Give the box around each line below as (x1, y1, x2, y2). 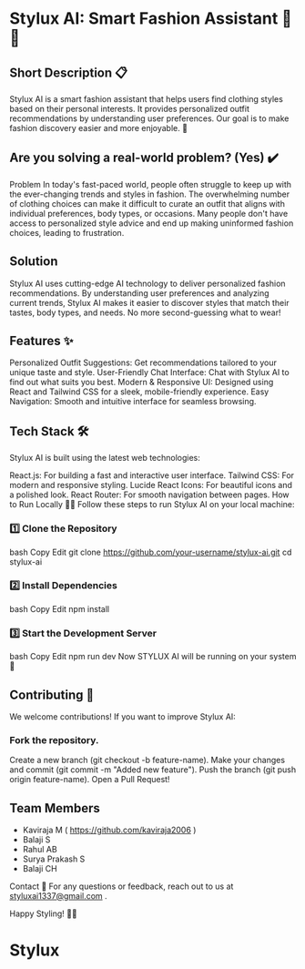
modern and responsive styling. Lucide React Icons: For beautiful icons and (9, 480, 293, 491)
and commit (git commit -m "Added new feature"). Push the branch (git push (9, 764, 297, 775)
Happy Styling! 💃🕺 (9, 908, 77, 919)
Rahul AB (22, 844, 57, 855)
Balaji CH (22, 863, 57, 874)
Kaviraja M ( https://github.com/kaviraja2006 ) (22, 824, 197, 836)
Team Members (9, 801, 100, 816)
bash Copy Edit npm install (9, 603, 110, 614)
